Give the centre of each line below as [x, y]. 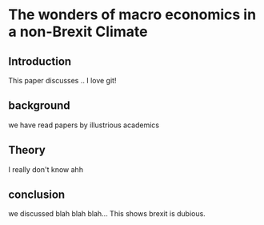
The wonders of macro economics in [132, 15]
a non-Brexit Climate [78, 32]
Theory [27, 150]
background [39, 106]
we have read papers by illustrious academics [84, 125]
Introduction [40, 61]
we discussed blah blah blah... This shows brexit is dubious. [107, 214]
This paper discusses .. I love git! [62, 80]
